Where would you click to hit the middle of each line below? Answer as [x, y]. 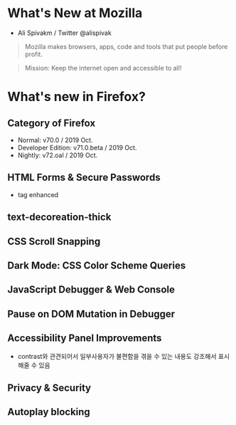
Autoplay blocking [49, 412]
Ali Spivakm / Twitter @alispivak [64, 33]
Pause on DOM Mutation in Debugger [91, 314]
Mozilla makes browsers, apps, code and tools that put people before [126, 46]
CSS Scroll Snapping [54, 241]
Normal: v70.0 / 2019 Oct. [55, 140]
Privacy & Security [49, 388]
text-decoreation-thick [59, 217]
